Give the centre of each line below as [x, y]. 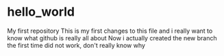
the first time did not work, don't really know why [76, 45]
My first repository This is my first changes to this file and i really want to [110, 31]
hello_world [41, 12]
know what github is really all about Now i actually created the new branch [112, 38]
